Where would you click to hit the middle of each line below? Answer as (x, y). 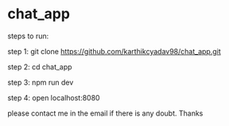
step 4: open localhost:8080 (54, 97)
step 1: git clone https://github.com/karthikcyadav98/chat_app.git (114, 51)
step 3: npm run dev (41, 82)
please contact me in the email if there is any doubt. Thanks (105, 113)
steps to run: (28, 36)
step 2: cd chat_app (40, 67)
